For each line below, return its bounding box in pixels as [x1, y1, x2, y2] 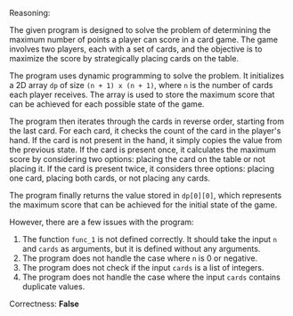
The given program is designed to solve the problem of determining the [9, 25, 272, 35]
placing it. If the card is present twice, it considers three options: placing [9, 164, 274, 174]
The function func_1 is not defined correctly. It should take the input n [21, 234, 278, 244]
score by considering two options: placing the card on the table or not [9, 154, 265, 164]
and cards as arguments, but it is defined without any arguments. [21, 244, 261, 254]
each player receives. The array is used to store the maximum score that [9, 89, 275, 100]
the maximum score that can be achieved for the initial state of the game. [9, 199, 278, 210]
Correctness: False [9, 298, 80, 309]
